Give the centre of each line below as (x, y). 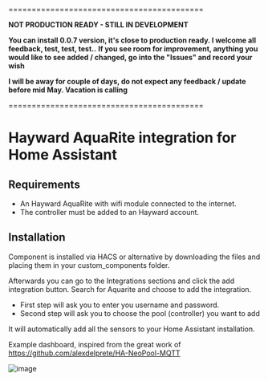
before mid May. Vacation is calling (68, 90)
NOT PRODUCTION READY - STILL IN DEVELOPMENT (98, 24)
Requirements (44, 184)
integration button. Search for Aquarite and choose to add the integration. (130, 289)
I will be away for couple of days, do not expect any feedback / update (127, 81)
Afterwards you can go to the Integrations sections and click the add (122, 281)
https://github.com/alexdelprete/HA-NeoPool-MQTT (94, 353)
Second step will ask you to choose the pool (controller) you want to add (140, 313)
